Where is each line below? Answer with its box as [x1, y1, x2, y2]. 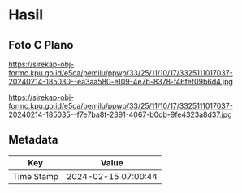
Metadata [8, 133, 58, 147]
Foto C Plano [8, 38, 74, 52]
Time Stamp [12, 170, 59, 182]
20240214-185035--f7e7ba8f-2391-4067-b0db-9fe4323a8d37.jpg [8, 109, 232, 119]
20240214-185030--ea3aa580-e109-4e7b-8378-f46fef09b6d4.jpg [8, 77, 234, 86]
